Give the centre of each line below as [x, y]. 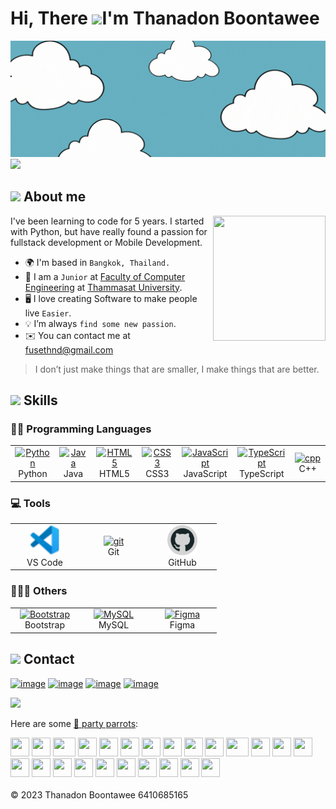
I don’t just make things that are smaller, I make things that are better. [177, 369]
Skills [40, 400]
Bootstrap [45, 625]
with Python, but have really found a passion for [109, 231]
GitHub [182, 562]
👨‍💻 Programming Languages [81, 429]
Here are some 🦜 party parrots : [74, 723]
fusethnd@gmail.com [69, 349]
